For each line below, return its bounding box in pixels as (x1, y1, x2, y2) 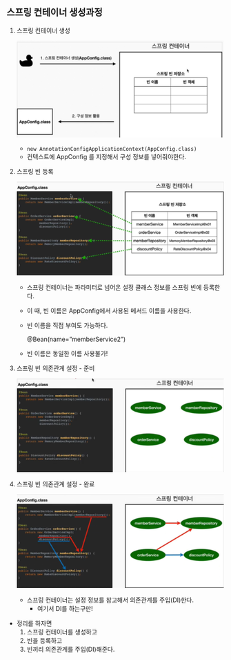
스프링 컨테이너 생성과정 (6, 6, 103, 19)
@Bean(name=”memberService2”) (26, 335, 126, 344)
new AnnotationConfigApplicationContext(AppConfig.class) (26, 146, 197, 153)
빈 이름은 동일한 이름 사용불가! (26, 349, 108, 358)
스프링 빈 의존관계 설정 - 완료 (16, 479, 95, 488)
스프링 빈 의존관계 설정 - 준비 (16, 364, 95, 372)
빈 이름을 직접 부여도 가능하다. (26, 321, 108, 330)
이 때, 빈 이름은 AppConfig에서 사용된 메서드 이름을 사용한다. (26, 306, 192, 315)
